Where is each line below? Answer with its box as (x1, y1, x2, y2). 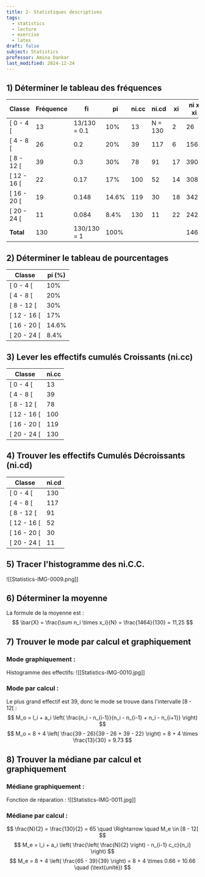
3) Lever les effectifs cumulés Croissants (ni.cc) (6, 352, 193, 362)
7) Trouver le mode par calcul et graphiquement (6, 637, 191, 647)
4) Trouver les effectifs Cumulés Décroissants (6, 451, 185, 461)
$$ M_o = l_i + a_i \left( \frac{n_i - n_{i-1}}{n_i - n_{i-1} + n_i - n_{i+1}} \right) (7, 714, 198, 722)
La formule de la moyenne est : (6, 609, 84, 616)
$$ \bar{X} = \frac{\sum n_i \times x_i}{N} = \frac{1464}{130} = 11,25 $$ (12, 619, 193, 626)
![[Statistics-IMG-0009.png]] (6, 575, 79, 583)
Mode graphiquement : (6, 655, 76, 664)
